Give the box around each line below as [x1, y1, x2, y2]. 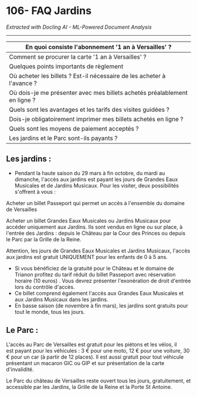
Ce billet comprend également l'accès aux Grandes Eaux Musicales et [14, 289, 184, 296]
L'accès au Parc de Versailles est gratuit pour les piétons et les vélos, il [6, 341, 177, 348]
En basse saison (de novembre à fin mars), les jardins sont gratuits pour [14, 302, 189, 309]
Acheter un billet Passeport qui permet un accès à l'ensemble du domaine [6, 199, 185, 206]
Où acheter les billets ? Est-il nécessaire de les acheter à [9, 71, 166, 80]
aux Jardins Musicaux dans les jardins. [14, 296, 108, 303]
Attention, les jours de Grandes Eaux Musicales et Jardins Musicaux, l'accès [6, 247, 191, 254]
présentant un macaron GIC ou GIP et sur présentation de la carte [6, 359, 165, 367]
